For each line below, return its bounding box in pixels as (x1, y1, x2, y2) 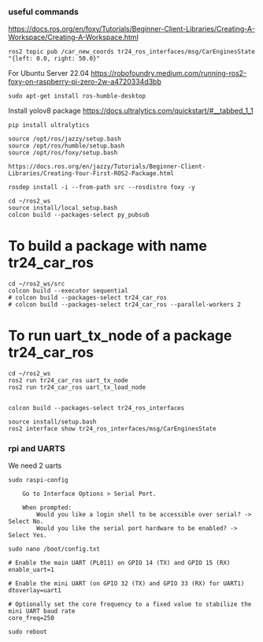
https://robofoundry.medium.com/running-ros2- (90, 69, 247, 78)
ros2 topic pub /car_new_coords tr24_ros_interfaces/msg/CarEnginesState (8, 48, 256, 56)
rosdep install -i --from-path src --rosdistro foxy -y (8, 184, 195, 192)
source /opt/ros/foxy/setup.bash (8, 149, 118, 157)
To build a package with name (8, 237, 207, 255)
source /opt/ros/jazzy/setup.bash (8, 135, 122, 144)
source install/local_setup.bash (8, 204, 118, 212)
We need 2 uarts (8, 461, 62, 471)
